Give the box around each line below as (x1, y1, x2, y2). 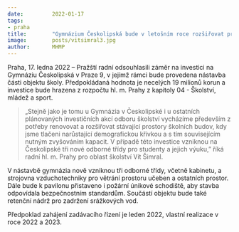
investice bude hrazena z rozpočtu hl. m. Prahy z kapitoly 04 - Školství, (7, 86, 216, 94)
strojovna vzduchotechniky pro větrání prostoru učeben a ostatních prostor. (7, 174, 229, 182)
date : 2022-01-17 (7, 10, 84, 18)
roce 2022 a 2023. (7, 218, 62, 226)
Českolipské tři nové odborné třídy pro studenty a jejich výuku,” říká (24, 145, 224, 153)
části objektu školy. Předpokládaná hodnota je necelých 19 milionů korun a (7, 78, 225, 86)
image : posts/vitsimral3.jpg (7, 37, 116, 44)
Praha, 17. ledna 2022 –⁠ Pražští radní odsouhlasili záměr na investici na (7, 63, 214, 71)
